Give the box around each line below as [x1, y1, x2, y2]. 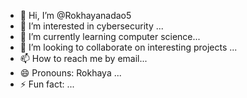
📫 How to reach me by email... [19, 53, 148, 64]
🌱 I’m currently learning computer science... [19, 31, 201, 42]
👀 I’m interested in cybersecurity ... [19, 20, 164, 32]
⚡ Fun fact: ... [19, 78, 75, 90]
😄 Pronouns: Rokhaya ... [19, 67, 122, 79]
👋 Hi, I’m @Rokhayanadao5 [19, 10, 132, 21]
